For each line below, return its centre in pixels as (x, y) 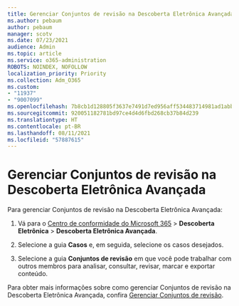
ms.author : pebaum (34, 21)
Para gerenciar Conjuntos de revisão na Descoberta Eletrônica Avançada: (115, 210)
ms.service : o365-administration (57, 60)
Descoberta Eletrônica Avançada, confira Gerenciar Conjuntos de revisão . (116, 295)
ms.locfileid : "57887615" (46, 139)
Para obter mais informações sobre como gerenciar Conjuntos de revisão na (119, 287)
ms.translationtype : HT (43, 120)
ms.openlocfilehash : (38, 107)
